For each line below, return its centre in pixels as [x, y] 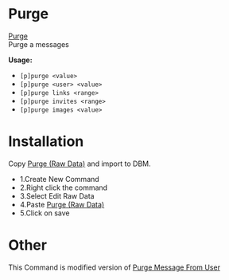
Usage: [21, 60]
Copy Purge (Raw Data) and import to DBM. [80, 164]
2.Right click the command [64, 187]
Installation [46, 142]
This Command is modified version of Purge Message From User [114, 267]
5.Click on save [45, 213]
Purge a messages [39, 44]
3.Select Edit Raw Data [57, 195]
